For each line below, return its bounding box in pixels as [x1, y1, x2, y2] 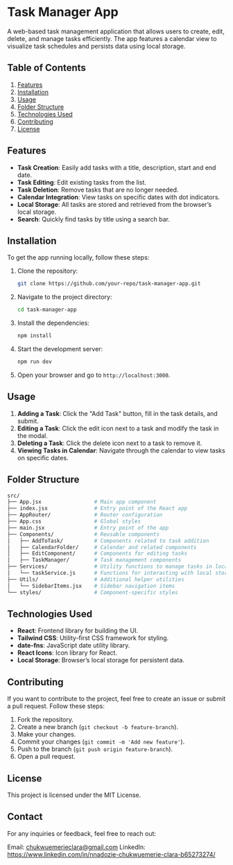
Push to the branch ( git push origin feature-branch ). [17, 745, 173, 753]
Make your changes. [17, 730, 76, 739]
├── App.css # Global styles [7, 518, 141, 525]
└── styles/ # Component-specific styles [7, 589, 178, 596]
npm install [17, 333, 52, 339]
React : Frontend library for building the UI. [17, 626, 139, 635]
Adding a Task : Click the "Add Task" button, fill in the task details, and [17, 409, 218, 417]
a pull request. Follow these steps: [7, 702, 105, 710]
